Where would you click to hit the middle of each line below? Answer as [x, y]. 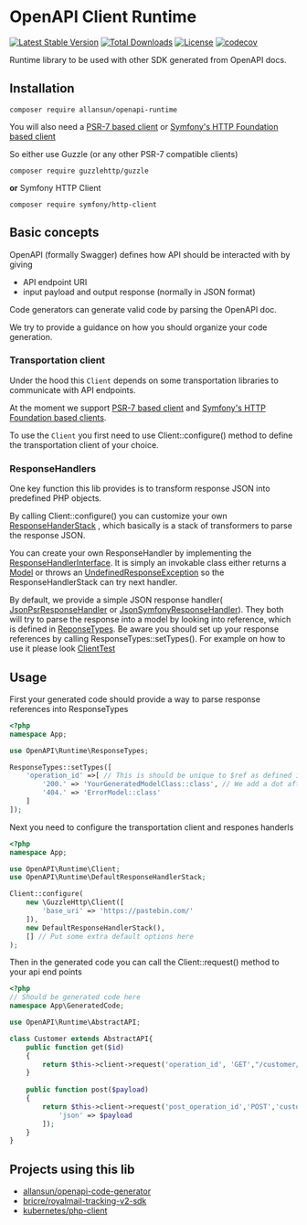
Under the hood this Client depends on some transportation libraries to [144, 380]
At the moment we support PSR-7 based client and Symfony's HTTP [138, 408]
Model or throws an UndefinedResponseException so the [117, 572]
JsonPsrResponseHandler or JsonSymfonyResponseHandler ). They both [147, 610]
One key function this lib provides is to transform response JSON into [140, 489]
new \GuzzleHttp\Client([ [75, 902]
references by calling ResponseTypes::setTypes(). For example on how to [148, 639]
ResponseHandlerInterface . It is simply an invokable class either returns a [148, 563]
